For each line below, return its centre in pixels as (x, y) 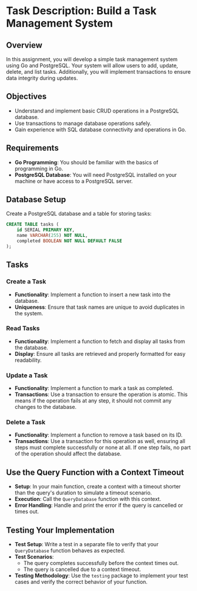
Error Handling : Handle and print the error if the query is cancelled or (99, 506)
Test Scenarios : (34, 557)
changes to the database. (46, 407)
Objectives (26, 96)
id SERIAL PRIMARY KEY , (46, 230)
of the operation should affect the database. (68, 454)
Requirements (32, 148)
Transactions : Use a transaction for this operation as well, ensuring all (100, 441)
